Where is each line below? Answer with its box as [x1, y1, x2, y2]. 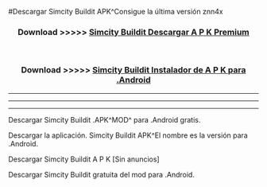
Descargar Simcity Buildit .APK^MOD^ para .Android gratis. [8, 115, 201, 124]
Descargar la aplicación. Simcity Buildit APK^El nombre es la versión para [8, 131, 248, 140]
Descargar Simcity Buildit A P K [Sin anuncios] [8, 154, 161, 164]
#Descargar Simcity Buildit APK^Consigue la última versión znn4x [8, 7, 224, 16]
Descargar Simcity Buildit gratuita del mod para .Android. [8, 169, 195, 179]
